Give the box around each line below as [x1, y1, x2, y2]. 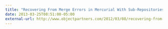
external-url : [5, 16, 35, 21]
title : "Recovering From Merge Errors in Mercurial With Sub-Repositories [5, 7, 164, 12]
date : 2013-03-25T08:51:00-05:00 [5, 12, 75, 17]
